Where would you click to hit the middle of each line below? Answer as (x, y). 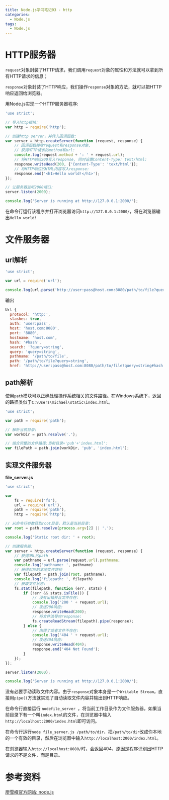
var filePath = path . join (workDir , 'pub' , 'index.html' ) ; (67, 448)
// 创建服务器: (19, 546)
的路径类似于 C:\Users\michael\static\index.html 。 (59, 402)
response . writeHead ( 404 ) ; (59, 645)
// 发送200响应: (48, 607)
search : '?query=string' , (37, 347)
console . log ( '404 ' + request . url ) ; (70, 635)
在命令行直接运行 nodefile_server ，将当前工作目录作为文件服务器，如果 (81, 708)
